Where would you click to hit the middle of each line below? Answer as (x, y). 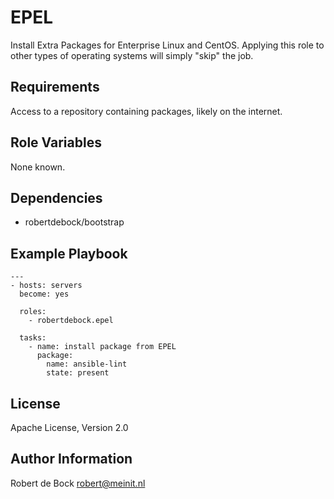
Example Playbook (69, 253)
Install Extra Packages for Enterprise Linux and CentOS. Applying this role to (167, 45)
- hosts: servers (46, 286)
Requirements (55, 87)
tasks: (33, 338)
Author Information (71, 459)
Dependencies (56, 197)
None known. (38, 167)
